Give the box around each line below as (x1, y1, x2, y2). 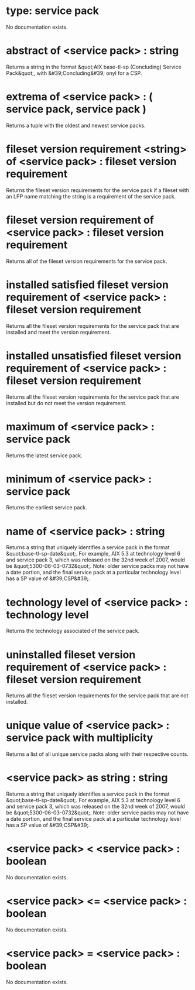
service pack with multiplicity (6, 731, 153, 745)
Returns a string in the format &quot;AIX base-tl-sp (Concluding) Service (6, 63, 182, 70)
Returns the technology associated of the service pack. (6, 628, 140, 635)
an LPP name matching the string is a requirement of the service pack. (6, 193, 176, 200)
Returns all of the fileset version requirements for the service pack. (6, 258, 167, 265)
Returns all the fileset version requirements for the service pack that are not (6, 692, 189, 699)
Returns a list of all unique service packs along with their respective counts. (6, 751, 189, 758)
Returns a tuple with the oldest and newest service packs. (6, 122, 146, 129)
